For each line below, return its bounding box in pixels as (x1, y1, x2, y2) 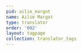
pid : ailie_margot (6, 8, 51, 15)
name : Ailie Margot (6, 14, 54, 20)
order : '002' (6, 25, 38, 31)
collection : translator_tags (6, 36, 77, 42)
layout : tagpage (6, 30, 45, 36)
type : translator (6, 19, 48, 25)
